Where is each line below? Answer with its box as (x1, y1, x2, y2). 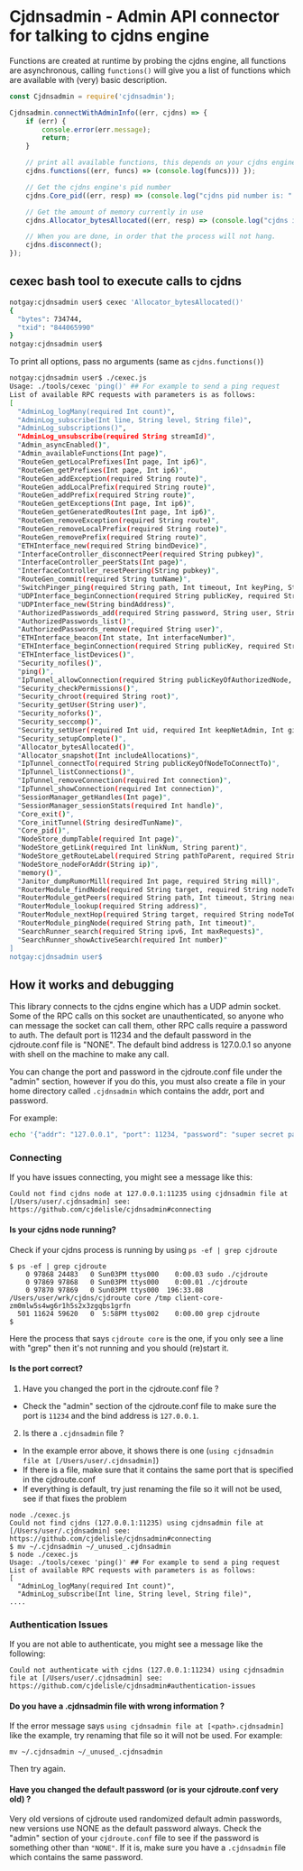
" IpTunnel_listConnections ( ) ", (17, 768, 135, 777)
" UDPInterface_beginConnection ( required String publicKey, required (17, 591, 280, 601)
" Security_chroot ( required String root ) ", (17, 692, 179, 701)
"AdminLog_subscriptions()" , (17, 424, 127, 433)
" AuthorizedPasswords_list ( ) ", (17, 616, 135, 626)
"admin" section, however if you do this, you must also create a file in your (9, 1076, 286, 1087)
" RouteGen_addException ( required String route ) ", (17, 474, 207, 484)
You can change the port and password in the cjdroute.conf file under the (9, 1066, 282, 1077)
